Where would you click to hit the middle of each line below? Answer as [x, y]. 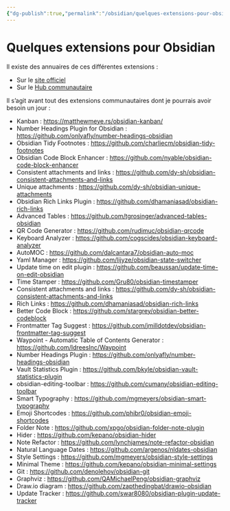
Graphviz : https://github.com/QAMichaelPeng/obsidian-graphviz [108, 479]
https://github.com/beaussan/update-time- [157, 267]
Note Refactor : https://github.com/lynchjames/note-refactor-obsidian [115, 442]
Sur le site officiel [41, 80]
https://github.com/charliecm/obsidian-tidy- [153, 143]
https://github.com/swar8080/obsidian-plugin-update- [143, 493]
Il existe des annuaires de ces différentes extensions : [82, 67]
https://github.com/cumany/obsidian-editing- [154, 384]
